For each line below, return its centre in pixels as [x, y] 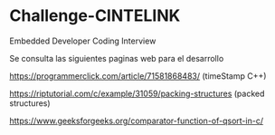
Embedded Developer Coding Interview [83, 41]
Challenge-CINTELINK [95, 16]
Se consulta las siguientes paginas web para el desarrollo [117, 58]
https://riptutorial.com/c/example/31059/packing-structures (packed [137, 93]
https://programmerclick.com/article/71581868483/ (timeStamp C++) [138, 76]
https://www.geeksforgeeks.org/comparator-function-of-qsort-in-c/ [137, 121]
